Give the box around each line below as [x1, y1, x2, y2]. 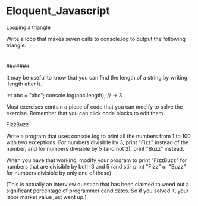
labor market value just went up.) [6, 194, 87, 201]
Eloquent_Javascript [6, 4, 110, 18]
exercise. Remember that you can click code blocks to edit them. [6, 110, 165, 117]
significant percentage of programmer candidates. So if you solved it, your [6, 187, 189, 194]
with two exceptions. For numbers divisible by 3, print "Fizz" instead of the [6, 139, 189, 146]
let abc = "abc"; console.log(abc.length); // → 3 [6, 92, 122, 99]
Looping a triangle [6, 24, 51, 31]
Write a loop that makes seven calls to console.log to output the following [6, 35, 186, 42]
